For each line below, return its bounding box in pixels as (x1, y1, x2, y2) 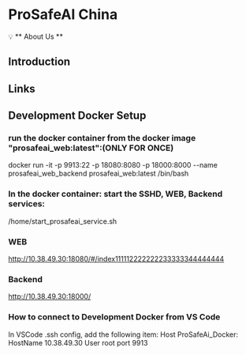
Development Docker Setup (8, 109, 147, 123)
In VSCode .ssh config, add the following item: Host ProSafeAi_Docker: (8, 330, 239, 339)
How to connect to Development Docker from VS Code (8, 312, 221, 323)
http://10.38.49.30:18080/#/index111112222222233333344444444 (8, 255, 225, 263)
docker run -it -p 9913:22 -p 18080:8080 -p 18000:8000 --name (8, 161, 218, 170)
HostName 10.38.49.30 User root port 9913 (8, 338, 148, 347)
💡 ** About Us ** (8, 32, 63, 41)
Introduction (8, 55, 71, 69)
